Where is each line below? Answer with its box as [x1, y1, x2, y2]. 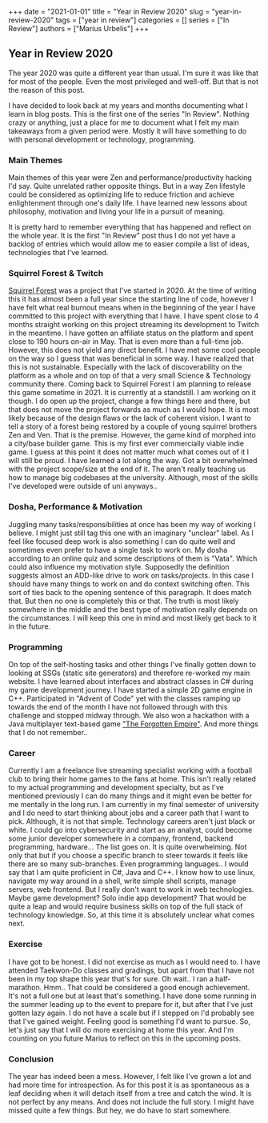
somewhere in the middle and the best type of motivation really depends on [8, 604, 258, 614]
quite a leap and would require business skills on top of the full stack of [8, 901, 243, 911]
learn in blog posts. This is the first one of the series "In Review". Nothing [8, 109, 250, 118]
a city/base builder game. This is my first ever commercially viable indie [8, 439, 244, 449]
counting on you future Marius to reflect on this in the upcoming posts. [8, 1033, 242, 1043]
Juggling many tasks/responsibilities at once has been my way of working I [8, 519, 256, 529]
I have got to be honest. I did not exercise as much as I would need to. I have [8, 957, 261, 966]
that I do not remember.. [8, 728, 88, 737]
